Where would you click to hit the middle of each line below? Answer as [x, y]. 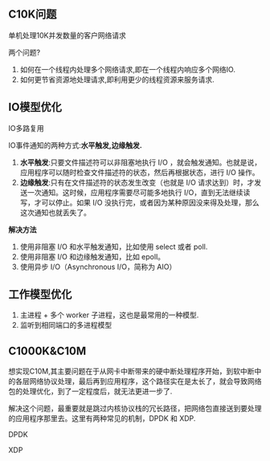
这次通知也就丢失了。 [55, 212]
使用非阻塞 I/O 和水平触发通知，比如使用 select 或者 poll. [114, 247]
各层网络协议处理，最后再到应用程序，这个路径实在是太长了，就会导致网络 [138, 381]
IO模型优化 [35, 107]
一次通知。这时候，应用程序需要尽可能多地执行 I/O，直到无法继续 [135, 192]
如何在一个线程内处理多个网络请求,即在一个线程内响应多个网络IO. [127, 69]
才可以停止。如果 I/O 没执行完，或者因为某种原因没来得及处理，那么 [147, 202]
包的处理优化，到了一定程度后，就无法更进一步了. [90, 391]
